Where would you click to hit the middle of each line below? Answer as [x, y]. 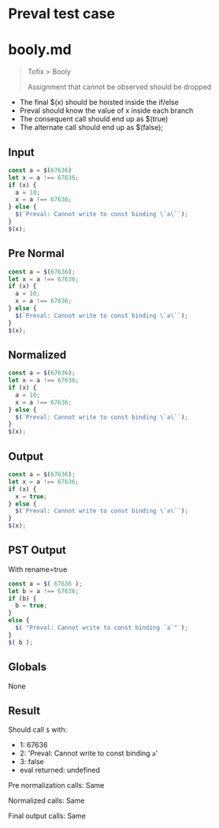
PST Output [37, 550]
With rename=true [38, 569]
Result [24, 711]
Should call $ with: [38, 729]
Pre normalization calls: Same [56, 785]
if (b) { [22, 599]
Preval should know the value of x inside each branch [106, 110]
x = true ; [31, 496]
